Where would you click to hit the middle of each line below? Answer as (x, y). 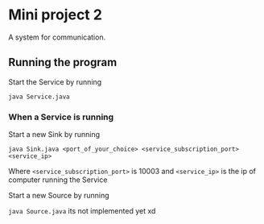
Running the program (63, 62)
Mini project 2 (56, 15)
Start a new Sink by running (54, 135)
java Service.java (39, 97)
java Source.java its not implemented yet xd (82, 211)
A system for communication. (57, 37)
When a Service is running (61, 117)
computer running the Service (58, 180)
